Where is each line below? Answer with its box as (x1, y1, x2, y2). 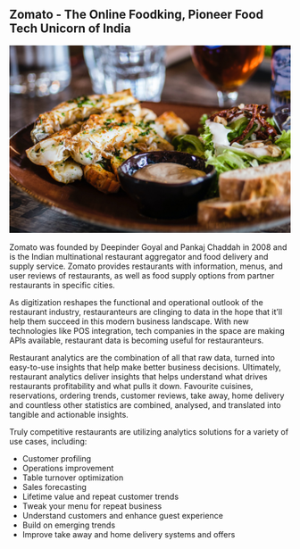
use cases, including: (9, 436, 87, 446)
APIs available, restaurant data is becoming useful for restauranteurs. (9, 335, 264, 345)
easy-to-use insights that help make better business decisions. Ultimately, (9, 362, 281, 372)
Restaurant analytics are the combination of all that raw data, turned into (9, 352, 275, 362)
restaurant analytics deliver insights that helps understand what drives (9, 370, 268, 382)
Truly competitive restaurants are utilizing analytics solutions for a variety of (9, 426, 288, 437)
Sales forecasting (21, 481, 87, 492)
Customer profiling (21, 453, 92, 463)
